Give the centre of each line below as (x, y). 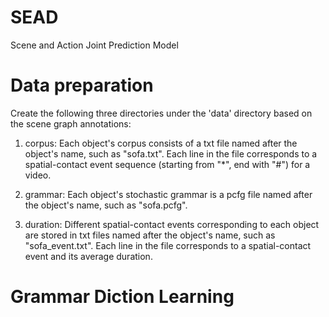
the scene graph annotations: (71, 123)
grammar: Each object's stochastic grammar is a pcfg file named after (168, 194)
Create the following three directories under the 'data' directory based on (161, 113)
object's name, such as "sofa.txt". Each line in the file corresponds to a (171, 153)
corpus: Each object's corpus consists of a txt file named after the (161, 143)
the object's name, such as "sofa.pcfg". (106, 205)
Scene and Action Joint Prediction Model (94, 45)
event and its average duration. (88, 256)
